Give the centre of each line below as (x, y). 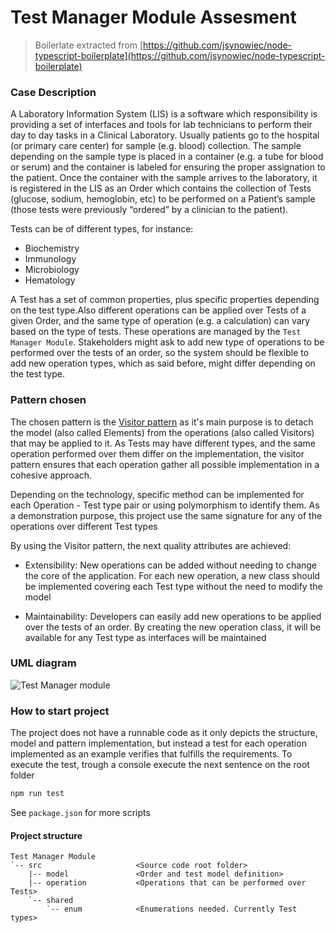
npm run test (37, 794)
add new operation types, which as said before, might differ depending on (163, 363)
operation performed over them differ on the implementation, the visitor (157, 453)
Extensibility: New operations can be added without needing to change (171, 565)
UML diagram (43, 663)
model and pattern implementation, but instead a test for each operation (158, 743)
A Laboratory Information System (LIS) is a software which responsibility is (164, 114)
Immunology (50, 259)
